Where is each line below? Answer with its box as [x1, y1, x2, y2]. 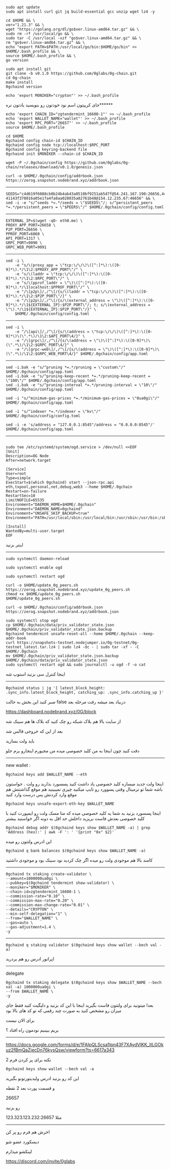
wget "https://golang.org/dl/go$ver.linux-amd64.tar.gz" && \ [6, 27, 139, 32]
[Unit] [6, 449, 20, 454]
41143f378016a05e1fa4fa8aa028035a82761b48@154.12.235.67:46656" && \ [6, 196, 155, 201]
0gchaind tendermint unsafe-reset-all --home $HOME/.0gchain [6, 631, 137, 636]
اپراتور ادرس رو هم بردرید [6, 956, 54, 962]
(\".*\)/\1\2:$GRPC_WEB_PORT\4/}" [6, 351, 79, 356]
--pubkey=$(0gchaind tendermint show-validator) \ [6, 880, 115, 885]
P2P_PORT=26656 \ [6, 227, 42, 232]
